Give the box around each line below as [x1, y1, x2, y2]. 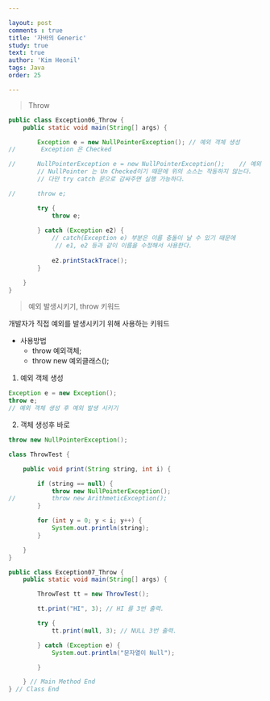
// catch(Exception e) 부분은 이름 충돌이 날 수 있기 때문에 [51, 234, 236, 243]
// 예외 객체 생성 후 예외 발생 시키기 [8, 404, 118, 413]
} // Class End [8, 686, 60, 694]
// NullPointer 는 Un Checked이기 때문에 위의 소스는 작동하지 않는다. [37, 168, 252, 176]
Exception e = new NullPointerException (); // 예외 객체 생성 [37, 138, 240, 146]
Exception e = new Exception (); [8, 389, 117, 397]
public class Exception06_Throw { [8, 116, 125, 124]
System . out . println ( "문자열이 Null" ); [51, 649, 176, 657]
